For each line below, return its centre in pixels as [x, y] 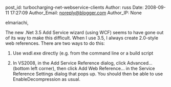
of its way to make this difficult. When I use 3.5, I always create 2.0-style [82, 38]
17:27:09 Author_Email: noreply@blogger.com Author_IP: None [76, 13]
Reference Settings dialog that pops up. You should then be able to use [88, 74]
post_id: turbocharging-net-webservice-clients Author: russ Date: [74, 7]
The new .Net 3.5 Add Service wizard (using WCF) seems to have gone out [84, 32]
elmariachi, [17, 23]
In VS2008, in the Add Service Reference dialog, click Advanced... [82, 63]
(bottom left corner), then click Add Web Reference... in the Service [84, 68]
